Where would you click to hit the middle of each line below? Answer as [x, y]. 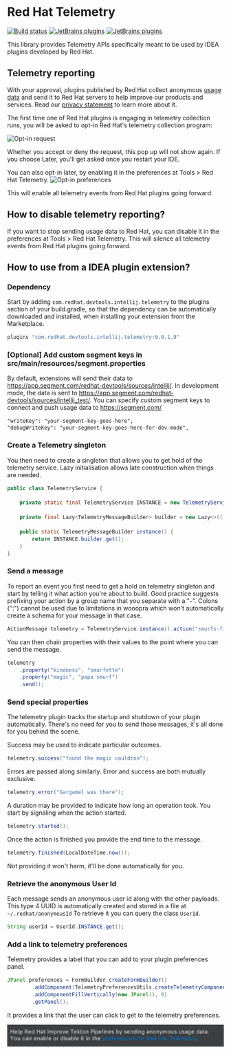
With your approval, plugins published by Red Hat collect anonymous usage [114, 89]
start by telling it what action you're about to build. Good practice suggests [113, 593]
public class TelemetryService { [55, 488]
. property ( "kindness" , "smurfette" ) [72, 670]
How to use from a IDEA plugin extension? [99, 267]
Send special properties [48, 702]
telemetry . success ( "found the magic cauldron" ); [78, 758]
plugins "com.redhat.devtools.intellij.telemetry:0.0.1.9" [93, 338]
